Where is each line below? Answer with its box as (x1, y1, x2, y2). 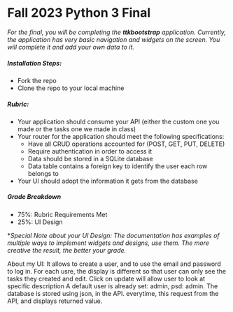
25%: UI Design (17, 218, 63, 226)
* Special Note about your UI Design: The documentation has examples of (7, 231, 220, 239)
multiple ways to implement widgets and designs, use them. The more (7, 239, 210, 247)
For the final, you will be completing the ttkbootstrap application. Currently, (7, 28, 226, 36)
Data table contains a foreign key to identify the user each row (27, 162, 208, 170)
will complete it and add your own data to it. (7, 43, 135, 51)
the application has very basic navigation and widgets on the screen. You (7, 35, 220, 43)
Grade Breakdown (7, 193, 62, 201)
